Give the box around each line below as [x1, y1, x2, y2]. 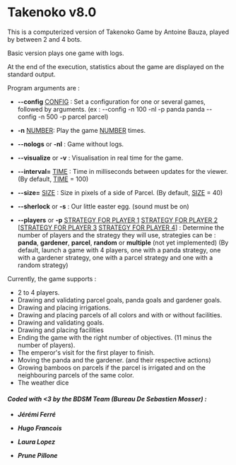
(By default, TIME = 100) [17, 175, 89, 183]
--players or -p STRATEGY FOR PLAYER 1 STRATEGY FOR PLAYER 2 [17, 216, 218, 224]
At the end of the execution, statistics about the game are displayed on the [7, 62, 225, 71]
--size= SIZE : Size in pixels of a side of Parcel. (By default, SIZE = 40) [17, 188, 223, 196]
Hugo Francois [17, 424, 62, 432]
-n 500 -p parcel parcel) [37, 112, 109, 121]
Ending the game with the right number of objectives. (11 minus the [17, 333, 212, 341]
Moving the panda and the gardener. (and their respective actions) [17, 355, 211, 364]
